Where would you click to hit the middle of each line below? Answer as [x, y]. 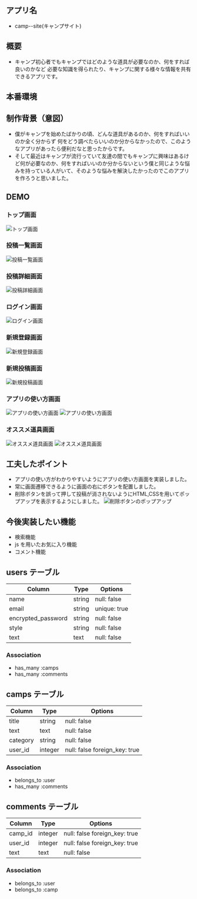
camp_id [21, 834]
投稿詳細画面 [24, 276]
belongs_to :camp [36, 890]
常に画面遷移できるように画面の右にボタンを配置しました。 [87, 487]
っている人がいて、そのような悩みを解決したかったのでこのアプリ [110, 170]
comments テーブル [42, 806]
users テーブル [33, 572]
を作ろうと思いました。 [43, 178]
